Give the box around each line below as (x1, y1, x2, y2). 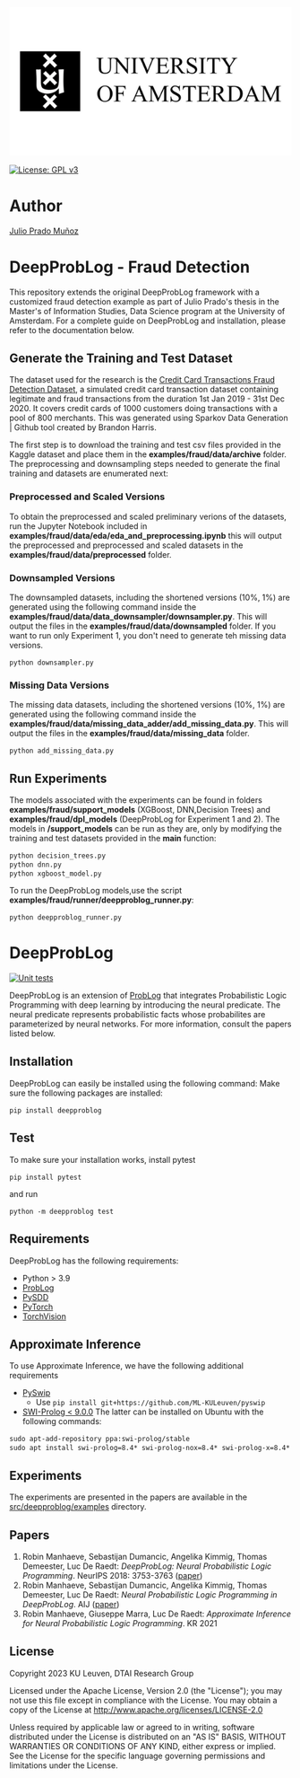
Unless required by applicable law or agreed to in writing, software (9, 1721, 255, 1732)
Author (9, 196, 63, 216)
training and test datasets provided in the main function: (9, 833, 217, 844)
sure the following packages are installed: (9, 1087, 163, 1098)
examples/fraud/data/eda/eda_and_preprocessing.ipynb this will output (9, 530, 282, 541)
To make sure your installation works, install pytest (9, 1154, 196, 1165)
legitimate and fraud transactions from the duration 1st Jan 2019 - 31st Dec (9, 393, 285, 404)
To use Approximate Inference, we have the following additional (9, 1360, 244, 1371)
